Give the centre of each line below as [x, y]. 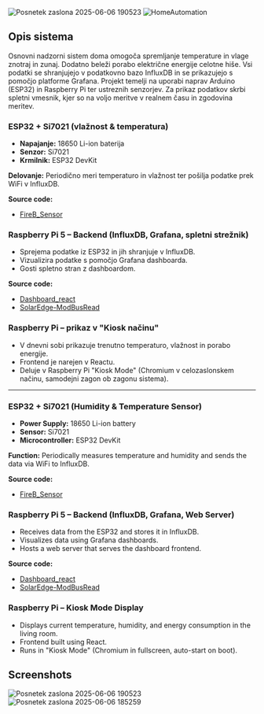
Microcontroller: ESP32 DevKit [70, 440]
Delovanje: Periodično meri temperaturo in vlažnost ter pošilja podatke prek [131, 176]
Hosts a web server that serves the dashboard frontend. [110, 549]
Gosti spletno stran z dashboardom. [77, 268]
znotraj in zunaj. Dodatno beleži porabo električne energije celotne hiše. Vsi [130, 64]
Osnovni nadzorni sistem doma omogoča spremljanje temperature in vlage [128, 56]
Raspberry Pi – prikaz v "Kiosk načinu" [84, 328]
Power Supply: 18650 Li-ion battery [77, 424]
